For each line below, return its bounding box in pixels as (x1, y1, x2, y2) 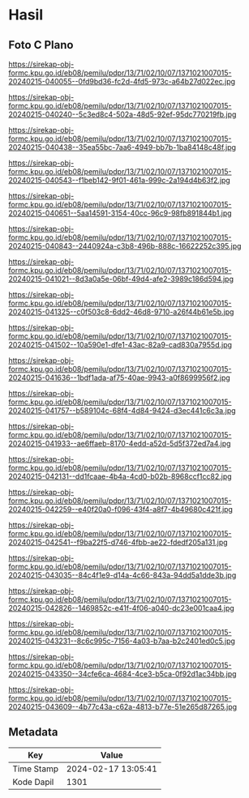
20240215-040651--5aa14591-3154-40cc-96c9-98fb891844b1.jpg (8, 208, 233, 218)
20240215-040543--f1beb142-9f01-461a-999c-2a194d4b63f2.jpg (8, 176, 231, 185)
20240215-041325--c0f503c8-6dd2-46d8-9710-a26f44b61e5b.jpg (8, 307, 234, 317)
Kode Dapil (12, 776, 54, 787)
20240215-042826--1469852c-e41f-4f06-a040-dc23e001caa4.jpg (8, 604, 235, 612)
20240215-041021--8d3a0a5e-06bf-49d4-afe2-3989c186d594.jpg (8, 274, 234, 284)
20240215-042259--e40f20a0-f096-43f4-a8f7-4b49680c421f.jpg (8, 505, 234, 514)
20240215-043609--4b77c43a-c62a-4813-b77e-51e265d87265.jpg (8, 702, 238, 711)
